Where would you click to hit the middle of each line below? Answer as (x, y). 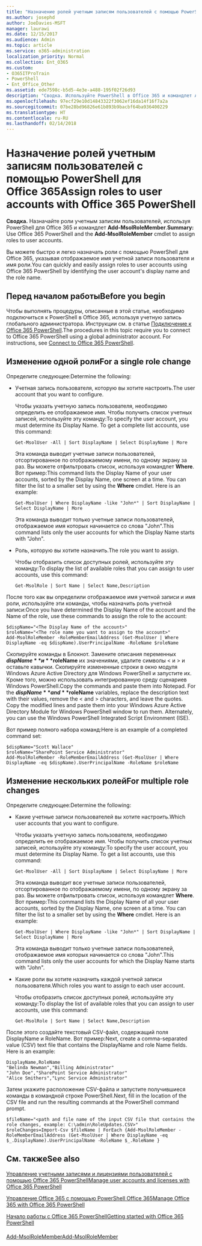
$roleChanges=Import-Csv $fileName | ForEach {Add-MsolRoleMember (91, 1130)
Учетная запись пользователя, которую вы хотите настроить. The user (105, 388)
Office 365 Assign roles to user (84, 192)
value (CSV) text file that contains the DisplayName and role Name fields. (97, 1045)
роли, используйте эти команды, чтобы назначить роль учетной (89, 603)
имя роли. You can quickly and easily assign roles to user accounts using (97, 265)
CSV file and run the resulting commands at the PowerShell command (93, 1102)
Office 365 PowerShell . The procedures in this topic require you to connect (98, 330)
